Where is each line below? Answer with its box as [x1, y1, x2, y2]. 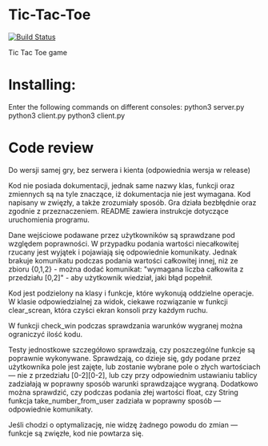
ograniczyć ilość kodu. [8, 329, 82, 339]
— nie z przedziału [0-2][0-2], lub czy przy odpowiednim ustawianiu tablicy [8, 370, 258, 380]
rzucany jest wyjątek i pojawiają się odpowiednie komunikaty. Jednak [8, 247, 238, 257]
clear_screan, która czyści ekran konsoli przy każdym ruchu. [8, 305, 208, 315]
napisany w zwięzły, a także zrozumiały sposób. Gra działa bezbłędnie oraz [8, 198, 257, 207]
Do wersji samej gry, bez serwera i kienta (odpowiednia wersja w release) [8, 165, 250, 175]
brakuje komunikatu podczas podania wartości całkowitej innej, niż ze [8, 255, 238, 265]
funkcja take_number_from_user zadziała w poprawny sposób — [8, 396, 222, 405]
